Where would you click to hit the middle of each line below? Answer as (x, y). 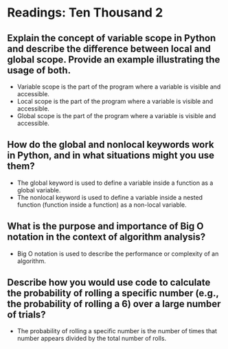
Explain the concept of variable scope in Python (112, 38)
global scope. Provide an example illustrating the (114, 59)
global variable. (39, 190)
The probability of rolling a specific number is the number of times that (117, 331)
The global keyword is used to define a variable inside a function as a (115, 183)
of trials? (26, 315)
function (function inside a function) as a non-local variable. (102, 205)
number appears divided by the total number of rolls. (92, 339)
